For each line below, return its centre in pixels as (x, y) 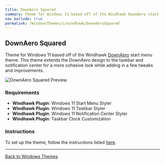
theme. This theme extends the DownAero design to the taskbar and (74, 60)
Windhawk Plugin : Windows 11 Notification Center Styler (70, 114)
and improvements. (25, 70)
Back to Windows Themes (31, 156)
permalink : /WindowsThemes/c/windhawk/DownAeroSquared (62, 23)
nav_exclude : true (24, 19)
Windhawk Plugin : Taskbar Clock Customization (61, 119)
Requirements (22, 93)
